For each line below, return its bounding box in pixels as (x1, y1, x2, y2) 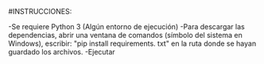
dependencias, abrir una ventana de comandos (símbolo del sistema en (8, 31, 243, 40)
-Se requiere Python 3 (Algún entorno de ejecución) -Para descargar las (8, 22, 245, 31)
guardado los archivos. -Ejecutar (8, 47, 115, 56)
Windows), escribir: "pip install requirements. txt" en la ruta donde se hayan (8, 39, 257, 48)
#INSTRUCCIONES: (8, 7, 72, 16)
